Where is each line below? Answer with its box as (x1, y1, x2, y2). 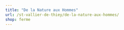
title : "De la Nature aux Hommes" (5, 7, 79, 13)
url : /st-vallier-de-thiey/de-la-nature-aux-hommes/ (5, 12, 119, 17)
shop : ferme (5, 17, 30, 22)
